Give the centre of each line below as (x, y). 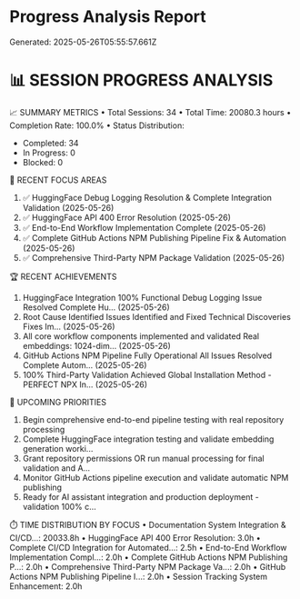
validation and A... (56, 468)
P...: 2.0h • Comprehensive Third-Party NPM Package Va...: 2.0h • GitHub (148, 566)
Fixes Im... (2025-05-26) (69, 326)
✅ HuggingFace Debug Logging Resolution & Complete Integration (147, 197)
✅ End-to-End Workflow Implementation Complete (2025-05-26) (144, 227)
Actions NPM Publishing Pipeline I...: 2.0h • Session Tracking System (139, 576)
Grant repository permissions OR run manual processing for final (144, 458)
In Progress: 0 (49, 153)
